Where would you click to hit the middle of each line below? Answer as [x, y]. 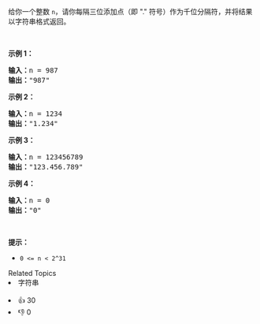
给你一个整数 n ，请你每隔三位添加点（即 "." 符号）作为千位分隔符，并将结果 [130, 11]
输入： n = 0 [29, 201]
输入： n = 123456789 [46, 157]
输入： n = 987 [33, 71]
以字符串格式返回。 [39, 21]
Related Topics [32, 273]
